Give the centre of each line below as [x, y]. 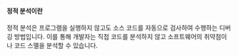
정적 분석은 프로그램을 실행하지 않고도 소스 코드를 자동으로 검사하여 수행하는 [112, 28]
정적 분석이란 [25, 11]
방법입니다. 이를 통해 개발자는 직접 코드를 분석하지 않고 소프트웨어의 [108, 37]
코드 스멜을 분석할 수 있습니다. [56, 45]
